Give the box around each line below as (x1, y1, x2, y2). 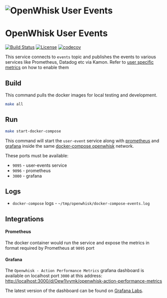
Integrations (5, 214, 44, 223)
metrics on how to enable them (5, 65, 69, 71)
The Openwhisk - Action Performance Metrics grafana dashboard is (5, 268, 145, 274)
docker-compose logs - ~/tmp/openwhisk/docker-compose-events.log (12, 200, 150, 206)
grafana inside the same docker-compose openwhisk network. (5, 143, 134, 149)
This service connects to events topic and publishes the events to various (5, 54, 156, 60)
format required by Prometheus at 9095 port (5, 245, 95, 251)
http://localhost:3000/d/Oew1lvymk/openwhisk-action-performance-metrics (5, 278, 163, 284)
